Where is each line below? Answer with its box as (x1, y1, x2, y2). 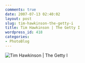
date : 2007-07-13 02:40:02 (5, 12, 60, 17)
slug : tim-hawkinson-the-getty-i (5, 21, 74, 26)
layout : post (5, 16, 32, 21)
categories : (5, 35, 29, 40)
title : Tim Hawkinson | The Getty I (5, 25, 80, 30)
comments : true (5, 7, 36, 12)
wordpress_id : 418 (5, 30, 43, 35)
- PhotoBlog (5, 39, 29, 44)
